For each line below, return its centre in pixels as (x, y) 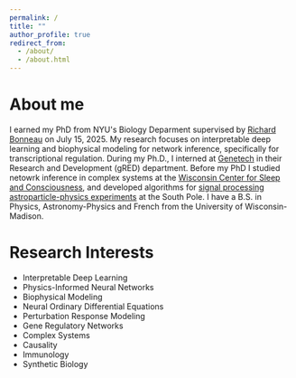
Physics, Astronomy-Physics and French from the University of (126, 206)
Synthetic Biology (55, 364)
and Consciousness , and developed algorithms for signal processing (137, 187)
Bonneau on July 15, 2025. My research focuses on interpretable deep (140, 139)
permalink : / (34, 18)
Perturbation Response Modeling (84, 316)
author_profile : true (50, 34)
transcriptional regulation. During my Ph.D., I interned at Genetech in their (146, 158)
